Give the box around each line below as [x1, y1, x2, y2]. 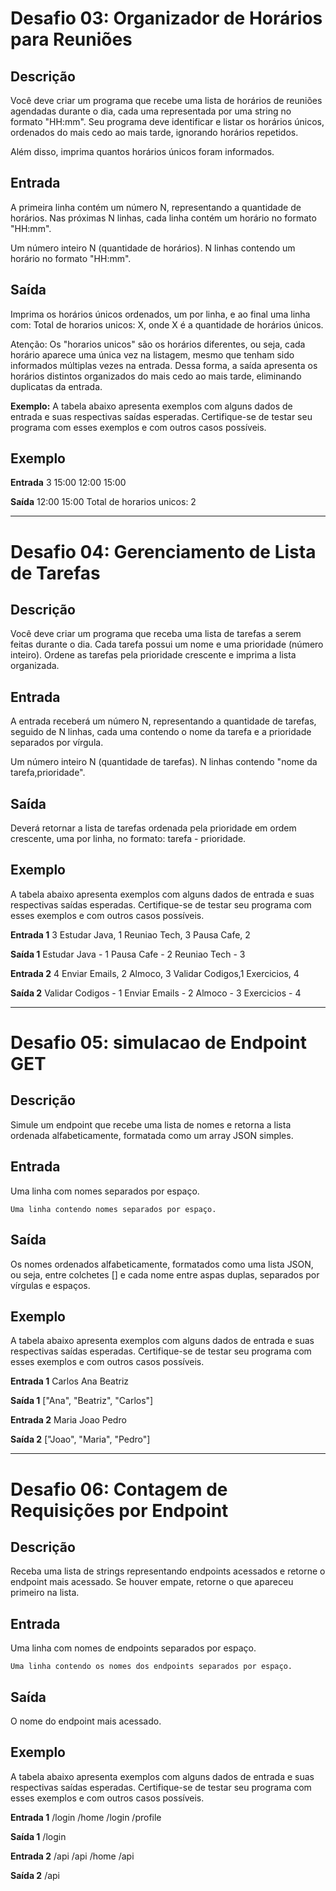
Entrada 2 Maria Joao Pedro [10, 1414, 127, 1426]
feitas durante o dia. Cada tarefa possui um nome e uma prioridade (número [10, 638, 324, 651]
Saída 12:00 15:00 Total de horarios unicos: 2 [10, 496, 197, 508]
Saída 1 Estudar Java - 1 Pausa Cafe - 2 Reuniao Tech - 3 [10, 948, 246, 960]
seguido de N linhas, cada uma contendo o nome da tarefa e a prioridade [10, 726, 312, 738]
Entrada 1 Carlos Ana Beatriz [10, 1375, 130, 1387]
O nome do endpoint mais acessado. [10, 1715, 162, 1727]
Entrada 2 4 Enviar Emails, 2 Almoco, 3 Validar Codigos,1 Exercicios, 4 [10, 967, 300, 979]
